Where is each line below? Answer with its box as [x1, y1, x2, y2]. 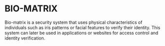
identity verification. [4, 35, 45, 41]
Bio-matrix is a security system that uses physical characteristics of [4, 19, 143, 25]
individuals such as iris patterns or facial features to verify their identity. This [4, 24, 161, 30]
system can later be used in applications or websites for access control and [4, 30, 159, 36]
